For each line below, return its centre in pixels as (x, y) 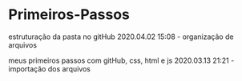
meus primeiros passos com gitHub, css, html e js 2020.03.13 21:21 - (121, 60)
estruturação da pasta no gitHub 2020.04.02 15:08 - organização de (121, 37)
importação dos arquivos (49, 68)
